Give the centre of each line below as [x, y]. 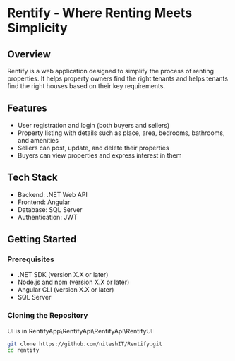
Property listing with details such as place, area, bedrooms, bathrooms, [121, 133]
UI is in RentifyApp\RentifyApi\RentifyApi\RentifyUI [80, 331]
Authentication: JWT [47, 217]
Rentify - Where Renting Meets [100, 13]
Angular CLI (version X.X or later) [66, 290]
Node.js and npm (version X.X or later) [73, 282]
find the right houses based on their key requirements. [86, 86]
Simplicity [38, 28]
